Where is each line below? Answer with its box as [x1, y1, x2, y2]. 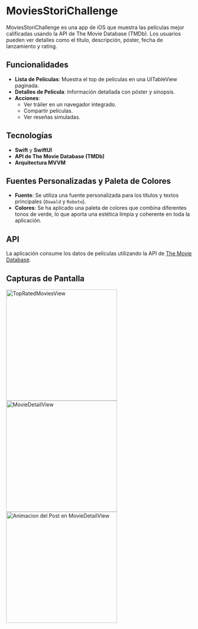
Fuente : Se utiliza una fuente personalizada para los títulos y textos [14, 191, 179, 199]
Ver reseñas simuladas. [23, 113, 81, 120]
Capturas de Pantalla [6, 273, 85, 283]
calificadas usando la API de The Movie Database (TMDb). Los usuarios [6, 30, 181, 37]
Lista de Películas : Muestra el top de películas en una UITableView [14, 75, 177, 82]
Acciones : [14, 94, 40, 101]
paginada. [14, 82, 40, 89]
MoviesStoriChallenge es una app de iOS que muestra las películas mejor [6, 24, 185, 31]
